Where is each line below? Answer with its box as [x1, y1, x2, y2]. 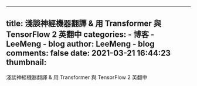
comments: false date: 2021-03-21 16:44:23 [6, 48, 171, 59]
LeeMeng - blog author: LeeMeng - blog [6, 39, 155, 49]
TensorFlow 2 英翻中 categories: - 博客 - [6, 30, 155, 40]
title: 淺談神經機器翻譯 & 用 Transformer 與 [6, 19, 162, 29]
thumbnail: [6, 57, 47, 67]
